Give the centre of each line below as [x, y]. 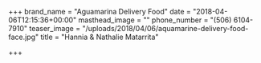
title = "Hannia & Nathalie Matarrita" [100, 37]
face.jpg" [24, 37]
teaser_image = [55, 28]
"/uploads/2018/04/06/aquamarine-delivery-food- [165, 28]
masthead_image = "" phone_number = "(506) [155, 20]
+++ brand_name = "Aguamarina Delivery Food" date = [100, 12]
